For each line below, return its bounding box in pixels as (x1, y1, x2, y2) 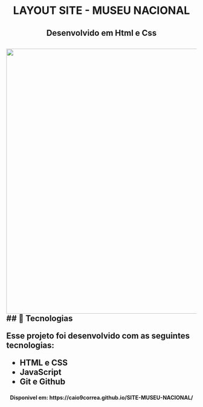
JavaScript (19, 367, 62, 377)
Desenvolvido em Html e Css (46, 28, 157, 38)
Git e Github (19, 376, 65, 386)
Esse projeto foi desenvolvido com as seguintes (6, 331, 190, 341)
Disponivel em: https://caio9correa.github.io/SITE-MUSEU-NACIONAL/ (10, 394, 193, 401)
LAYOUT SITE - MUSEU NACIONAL (13, 4, 190, 18)
